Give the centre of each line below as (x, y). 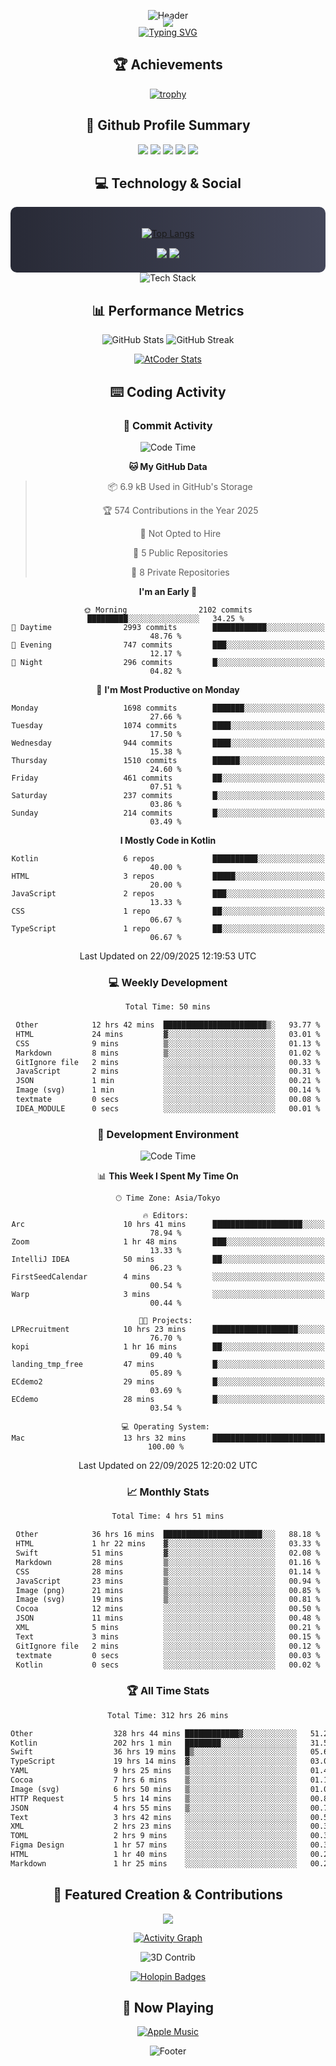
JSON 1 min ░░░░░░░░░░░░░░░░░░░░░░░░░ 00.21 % (168, 1081)
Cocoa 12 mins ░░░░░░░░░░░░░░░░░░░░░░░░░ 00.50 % (168, 1609)
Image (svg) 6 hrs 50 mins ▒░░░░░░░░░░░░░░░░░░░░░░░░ (154, 1789)
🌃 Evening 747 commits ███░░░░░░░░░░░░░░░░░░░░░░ (168, 645)
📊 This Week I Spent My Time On (168, 1176)
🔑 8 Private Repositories (180, 572)
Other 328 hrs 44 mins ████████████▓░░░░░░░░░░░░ (154, 1733)
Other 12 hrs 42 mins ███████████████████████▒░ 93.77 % (168, 1025)
